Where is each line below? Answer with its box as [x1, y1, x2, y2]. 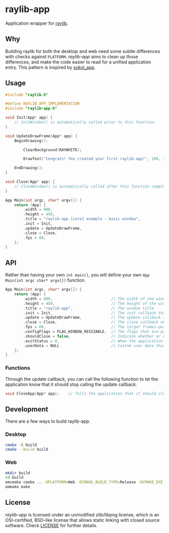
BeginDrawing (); [14, 138, 49, 143]
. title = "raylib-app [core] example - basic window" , [23, 217, 141, 222]
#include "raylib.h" [5, 92, 49, 97]
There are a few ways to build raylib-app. [5, 418, 91, 424]
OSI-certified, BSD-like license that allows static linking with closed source [5, 517, 160, 523]
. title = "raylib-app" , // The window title [23, 306, 154, 311]
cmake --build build [5, 447, 49, 452]
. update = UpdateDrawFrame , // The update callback [23, 315, 161, 320]
